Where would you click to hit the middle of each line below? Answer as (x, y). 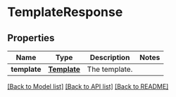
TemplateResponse (65, 12)
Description (110, 58)
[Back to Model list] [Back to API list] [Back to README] (88, 87)
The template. (110, 69)
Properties (31, 38)
